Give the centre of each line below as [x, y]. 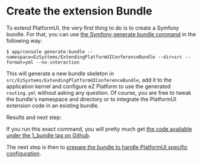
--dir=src [170, 57]
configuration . [24, 153]
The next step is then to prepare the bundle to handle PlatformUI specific [97, 147]
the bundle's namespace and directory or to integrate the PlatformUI [91, 99]
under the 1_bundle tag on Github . [48, 135]
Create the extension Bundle [79, 11]
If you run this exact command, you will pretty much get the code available [99, 129]
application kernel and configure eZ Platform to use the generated [89, 86]
